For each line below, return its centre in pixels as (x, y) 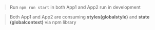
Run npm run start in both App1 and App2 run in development (75, 7)
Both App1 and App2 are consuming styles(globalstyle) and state (80, 17)
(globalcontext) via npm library (43, 22)
